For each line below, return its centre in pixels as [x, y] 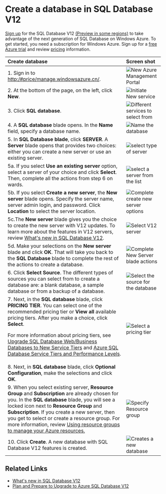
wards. [16, 185]
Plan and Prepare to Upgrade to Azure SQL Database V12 [71, 486]
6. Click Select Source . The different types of [61, 272]
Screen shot [141, 62]
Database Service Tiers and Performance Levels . [64, 354]
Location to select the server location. [52, 211]
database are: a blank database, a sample [56, 285]
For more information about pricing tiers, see [59, 335]
